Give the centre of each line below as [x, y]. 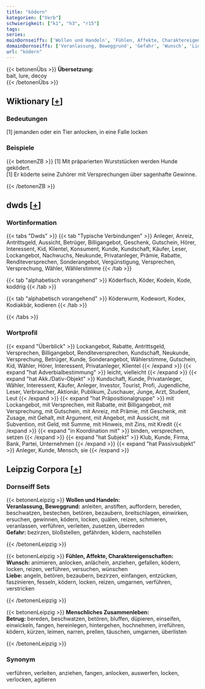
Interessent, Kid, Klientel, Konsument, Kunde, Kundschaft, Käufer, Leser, [97, 249]
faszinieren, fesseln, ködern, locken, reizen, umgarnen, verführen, [89, 582]
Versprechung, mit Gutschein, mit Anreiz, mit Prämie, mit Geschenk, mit [96, 411]
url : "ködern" [24, 52]
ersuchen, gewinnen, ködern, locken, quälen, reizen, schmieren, [87, 520]
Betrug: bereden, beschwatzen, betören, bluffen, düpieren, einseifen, [94, 619]
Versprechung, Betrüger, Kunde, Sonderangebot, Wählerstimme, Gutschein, [102, 359]
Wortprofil [22, 333]
